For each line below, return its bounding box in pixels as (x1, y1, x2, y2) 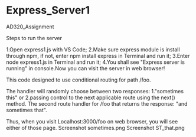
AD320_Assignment (6, 23, 54, 30)
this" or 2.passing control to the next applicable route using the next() (6, 94, 175, 101)
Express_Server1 (6, 4, 90, 17)
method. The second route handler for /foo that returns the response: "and (6, 100, 188, 107)
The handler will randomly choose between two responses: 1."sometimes (6, 87, 184, 94)
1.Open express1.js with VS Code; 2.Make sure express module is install (6, 45, 180, 53)
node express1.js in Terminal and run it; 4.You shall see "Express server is (6, 58, 185, 66)
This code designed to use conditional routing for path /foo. (6, 76, 151, 83)
